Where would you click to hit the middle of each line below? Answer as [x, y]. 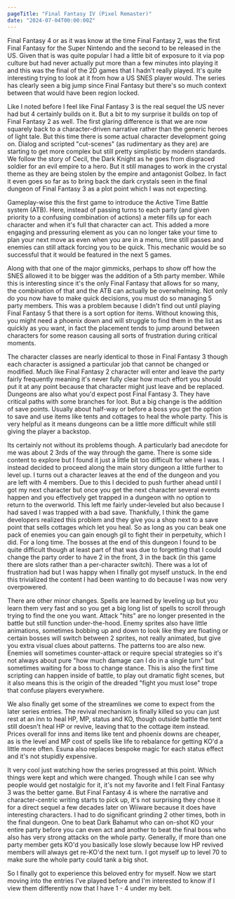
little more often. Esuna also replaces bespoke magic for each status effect [115, 748]
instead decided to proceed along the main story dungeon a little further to [115, 467]
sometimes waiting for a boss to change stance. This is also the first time [113, 668]
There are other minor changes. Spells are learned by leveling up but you [113, 600]
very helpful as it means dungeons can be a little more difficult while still [112, 423]
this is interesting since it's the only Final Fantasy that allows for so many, [113, 283]
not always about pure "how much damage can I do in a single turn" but [111, 660]
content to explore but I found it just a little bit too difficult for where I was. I [116, 460]
